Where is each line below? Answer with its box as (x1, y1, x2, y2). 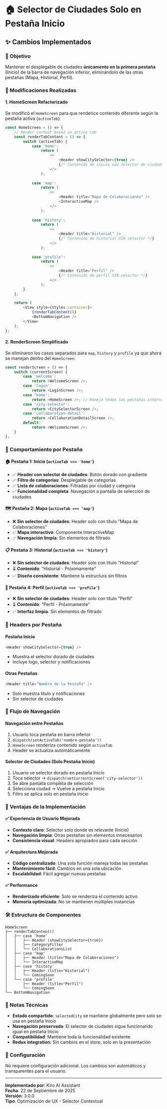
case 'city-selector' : (23, 402, 70, 407)
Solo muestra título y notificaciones (12, 690, 85, 696)
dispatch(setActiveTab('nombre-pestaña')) (12, 738, 102, 743)
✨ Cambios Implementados (5, 38, 91, 46)
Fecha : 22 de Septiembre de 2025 (5, 1088, 76, 1094)
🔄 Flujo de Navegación (5, 708, 61, 715)
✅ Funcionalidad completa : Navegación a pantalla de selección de (12, 488, 150, 494)
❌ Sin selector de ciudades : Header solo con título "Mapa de (12, 518, 138, 524)
